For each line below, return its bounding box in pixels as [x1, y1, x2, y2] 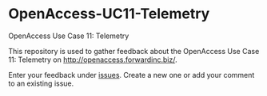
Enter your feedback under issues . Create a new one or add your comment [8, 70, 255, 79]
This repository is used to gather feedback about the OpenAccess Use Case [8, 46, 260, 56]
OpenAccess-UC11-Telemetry [8, 5, 210, 23]
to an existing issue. [8, 79, 74, 88]
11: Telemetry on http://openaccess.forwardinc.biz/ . [8, 55, 177, 64]
